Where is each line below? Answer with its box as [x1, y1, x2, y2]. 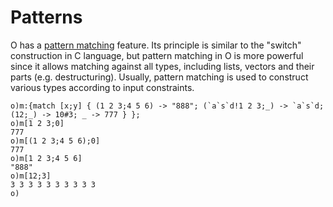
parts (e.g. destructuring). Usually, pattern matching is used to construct [10, 71, 309, 83]
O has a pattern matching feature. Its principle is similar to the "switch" [10, 39, 302, 51]
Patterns [10, 6, 83, 29]
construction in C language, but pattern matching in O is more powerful [10, 49, 304, 61]
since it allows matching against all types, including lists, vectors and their [10, 60, 315, 72]
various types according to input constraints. [10, 81, 195, 93]
